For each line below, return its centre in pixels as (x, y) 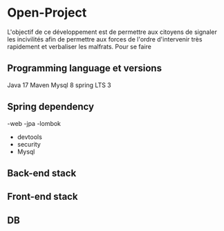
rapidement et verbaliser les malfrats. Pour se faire (80, 46)
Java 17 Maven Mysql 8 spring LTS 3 (59, 85)
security (29, 144)
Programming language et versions (85, 68)
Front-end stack (43, 197)
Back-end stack (42, 173)
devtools (30, 137)
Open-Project (47, 13)
